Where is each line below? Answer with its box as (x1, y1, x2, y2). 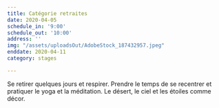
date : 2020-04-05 (7, 17, 57, 23)
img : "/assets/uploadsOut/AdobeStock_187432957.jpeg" (7, 42, 165, 49)
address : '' (7, 36, 41, 43)
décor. (7, 94, 25, 102)
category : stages (7, 55, 57, 62)
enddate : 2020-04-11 (7, 49, 67, 56)
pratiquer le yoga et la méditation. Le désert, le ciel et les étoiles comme (7, 87, 211, 95)
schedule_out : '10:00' (7, 29, 72, 36)
